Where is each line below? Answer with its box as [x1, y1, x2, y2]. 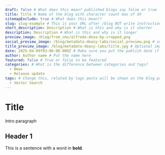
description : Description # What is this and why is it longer [5, 30, 137, 35]
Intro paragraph [5, 118, 37, 124]
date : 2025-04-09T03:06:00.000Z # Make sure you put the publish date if [5, 48, 160, 53]
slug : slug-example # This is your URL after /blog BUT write [5, 21, 135, 26]
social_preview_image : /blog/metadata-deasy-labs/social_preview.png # [5, 39, 155, 44]
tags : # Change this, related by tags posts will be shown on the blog [5, 76, 155, 81]
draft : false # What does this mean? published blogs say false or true [5, 7, 157, 12]
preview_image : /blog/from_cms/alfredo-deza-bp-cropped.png [5, 35, 131, 40]
